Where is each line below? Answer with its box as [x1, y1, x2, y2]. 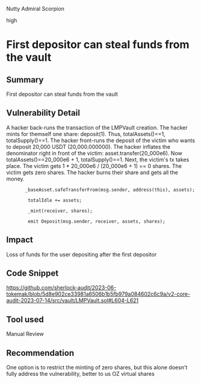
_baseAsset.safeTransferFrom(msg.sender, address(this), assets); [25, 187, 196, 193]
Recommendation [6, 347, 74, 358]
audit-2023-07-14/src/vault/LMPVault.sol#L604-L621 [6, 297, 139, 304]
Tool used [6, 314, 44, 325]
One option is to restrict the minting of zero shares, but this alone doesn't [6, 364, 188, 371]
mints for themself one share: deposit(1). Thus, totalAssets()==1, [6, 130, 165, 137]
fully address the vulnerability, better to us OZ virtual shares [6, 370, 155, 378]
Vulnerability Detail [6, 108, 80, 118]
